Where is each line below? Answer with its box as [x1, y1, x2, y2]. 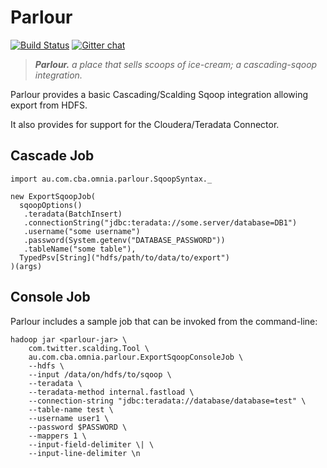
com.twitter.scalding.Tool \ [28, 343, 150, 353]
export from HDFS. [10, 99, 88, 111]
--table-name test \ [28, 404, 114, 415]
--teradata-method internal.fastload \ [28, 387, 195, 397]
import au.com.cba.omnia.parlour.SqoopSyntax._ [10, 174, 213, 184]
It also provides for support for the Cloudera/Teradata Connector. [10, 118, 280, 130]
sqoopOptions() [19, 200, 83, 210]
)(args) [10, 261, 43, 271]
